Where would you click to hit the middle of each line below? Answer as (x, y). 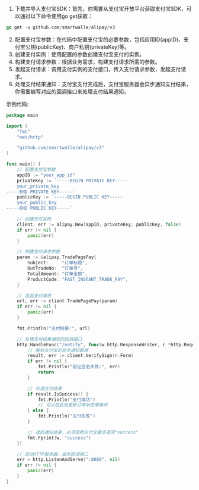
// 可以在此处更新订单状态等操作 (73, 405)
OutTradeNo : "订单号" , (55, 268)
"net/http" (30, 137)
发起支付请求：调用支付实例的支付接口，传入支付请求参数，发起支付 (98, 69)
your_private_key (38, 186)
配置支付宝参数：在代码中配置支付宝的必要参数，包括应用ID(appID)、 (99, 39)
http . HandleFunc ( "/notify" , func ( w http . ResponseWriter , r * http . (100, 344)
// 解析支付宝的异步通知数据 (58, 350)
